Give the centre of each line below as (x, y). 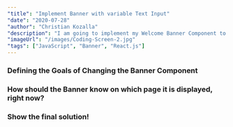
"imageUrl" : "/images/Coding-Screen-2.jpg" (72, 40)
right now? (26, 98)
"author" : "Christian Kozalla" (53, 27)
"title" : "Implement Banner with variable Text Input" (89, 14)
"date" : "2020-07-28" (39, 20)
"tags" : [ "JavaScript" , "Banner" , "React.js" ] (76, 46)
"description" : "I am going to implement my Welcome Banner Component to (117, 33)
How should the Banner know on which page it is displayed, (110, 89)
